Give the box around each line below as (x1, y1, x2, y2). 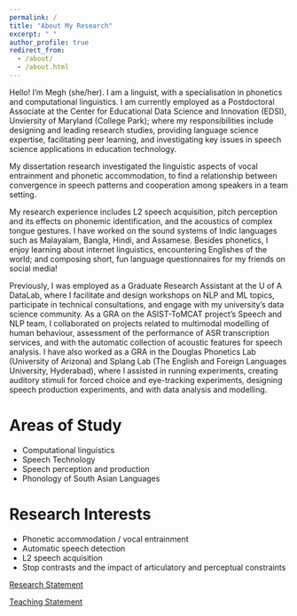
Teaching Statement (9, 596, 82, 607)
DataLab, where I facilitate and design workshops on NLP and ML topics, (9, 290, 275, 300)
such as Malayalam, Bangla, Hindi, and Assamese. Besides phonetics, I (9, 235, 269, 245)
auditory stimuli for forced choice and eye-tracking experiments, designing (9, 374, 283, 385)
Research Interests (9, 504, 152, 524)
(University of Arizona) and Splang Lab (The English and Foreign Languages (9, 356, 287, 366)
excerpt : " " (9, 29, 58, 38)
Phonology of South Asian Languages (21, 473, 160, 484)
